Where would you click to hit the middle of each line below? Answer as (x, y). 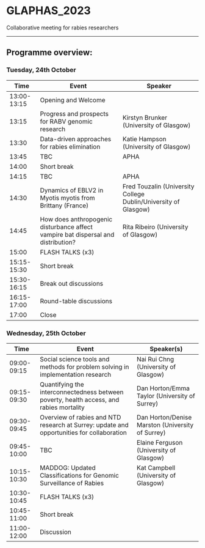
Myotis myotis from (68, 198)
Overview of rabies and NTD (80, 417)
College (134, 194)
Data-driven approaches (76, 139)
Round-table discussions (76, 301)
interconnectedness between (81, 392)
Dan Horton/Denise (164, 417)
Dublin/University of (151, 201)
